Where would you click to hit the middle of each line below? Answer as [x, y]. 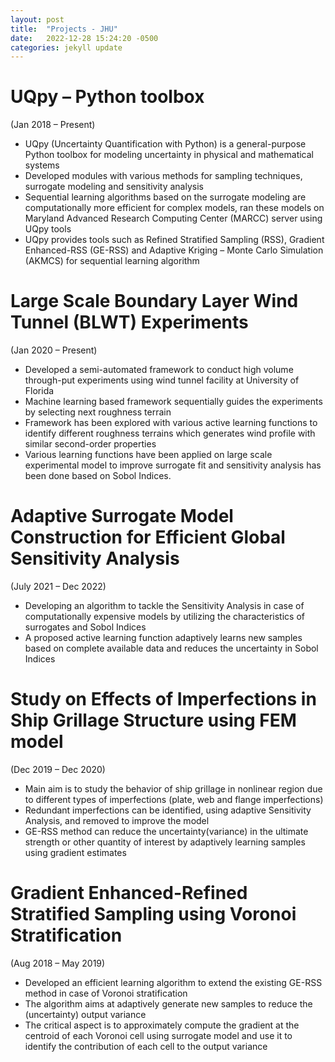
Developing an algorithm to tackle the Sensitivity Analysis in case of [164, 606]
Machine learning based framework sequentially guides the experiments [173, 402]
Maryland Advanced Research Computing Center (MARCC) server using [173, 218]
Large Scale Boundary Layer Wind [154, 301]
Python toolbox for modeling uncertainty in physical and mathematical [169, 155]
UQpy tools [48, 229]
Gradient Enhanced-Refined [129, 893]
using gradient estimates [75, 852]
